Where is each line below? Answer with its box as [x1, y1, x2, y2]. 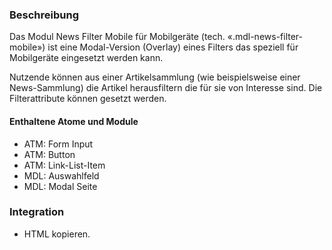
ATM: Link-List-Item [23, 159, 106, 171]
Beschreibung [9, 8, 80, 22]
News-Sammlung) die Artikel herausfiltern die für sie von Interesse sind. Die [9, 82, 323, 94]
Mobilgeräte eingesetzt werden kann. [9, 52, 164, 64]
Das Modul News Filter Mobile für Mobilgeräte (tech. [9, 31, 226, 43]
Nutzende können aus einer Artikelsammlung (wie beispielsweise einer [9, 71, 301, 83]
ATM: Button [23, 148, 76, 160]
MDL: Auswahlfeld [23, 169, 100, 182]
